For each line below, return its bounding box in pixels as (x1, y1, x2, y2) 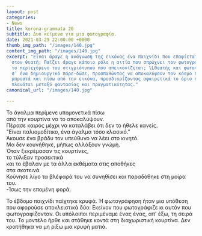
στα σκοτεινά (6, 166, 40, 173)
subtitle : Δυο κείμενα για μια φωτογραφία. (6, 31, 117, 37)
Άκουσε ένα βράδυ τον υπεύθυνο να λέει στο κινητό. (6, 134, 139, 141)
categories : (6, 14, 36, 20)
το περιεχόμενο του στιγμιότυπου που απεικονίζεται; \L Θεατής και (11, 64, 182, 71)
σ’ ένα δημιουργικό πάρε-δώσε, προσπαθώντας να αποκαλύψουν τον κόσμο (11, 70, 192, 76)
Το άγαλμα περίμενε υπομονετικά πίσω (6, 109, 105, 116)
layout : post (6, 8, 39, 15)
